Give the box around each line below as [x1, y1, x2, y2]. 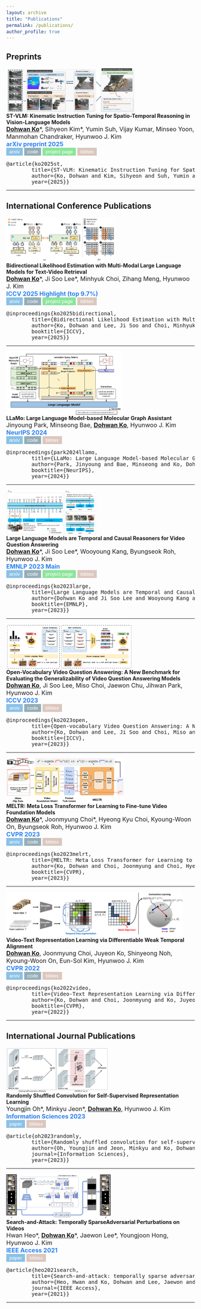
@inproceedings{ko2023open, [6, 716, 89, 724]
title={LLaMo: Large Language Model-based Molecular [31, 455, 190, 461]
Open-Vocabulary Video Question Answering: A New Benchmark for [6, 668, 181, 676]
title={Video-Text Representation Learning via [31, 991, 173, 997]
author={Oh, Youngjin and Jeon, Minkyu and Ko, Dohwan [31, 1144, 196, 1152]
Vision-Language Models [6, 119, 71, 126]
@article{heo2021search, [6, 1267, 79, 1273]
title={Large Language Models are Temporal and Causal [31, 588, 196, 596]
